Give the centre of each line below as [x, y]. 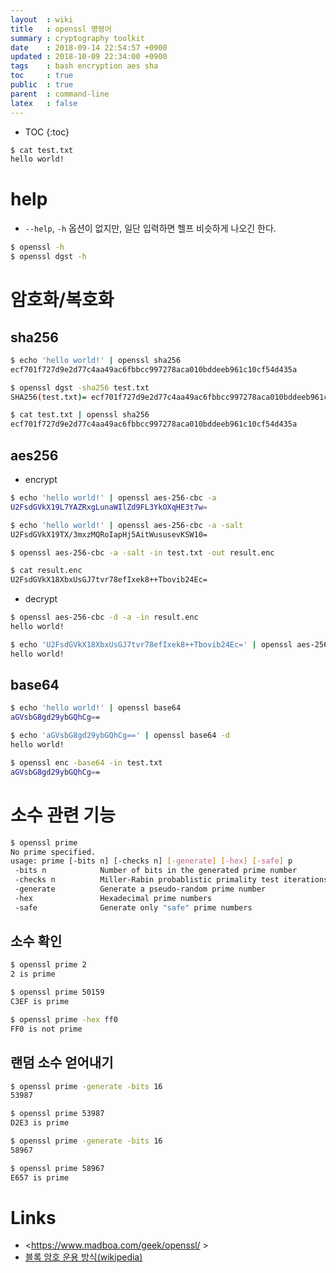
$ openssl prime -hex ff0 [64, 1019]
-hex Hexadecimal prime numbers [113, 898]
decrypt [41, 599]
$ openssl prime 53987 [57, 1114]
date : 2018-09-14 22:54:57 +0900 [89, 47]
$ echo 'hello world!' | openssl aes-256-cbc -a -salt [127, 525]
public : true [42, 85]
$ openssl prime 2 [48, 965]
